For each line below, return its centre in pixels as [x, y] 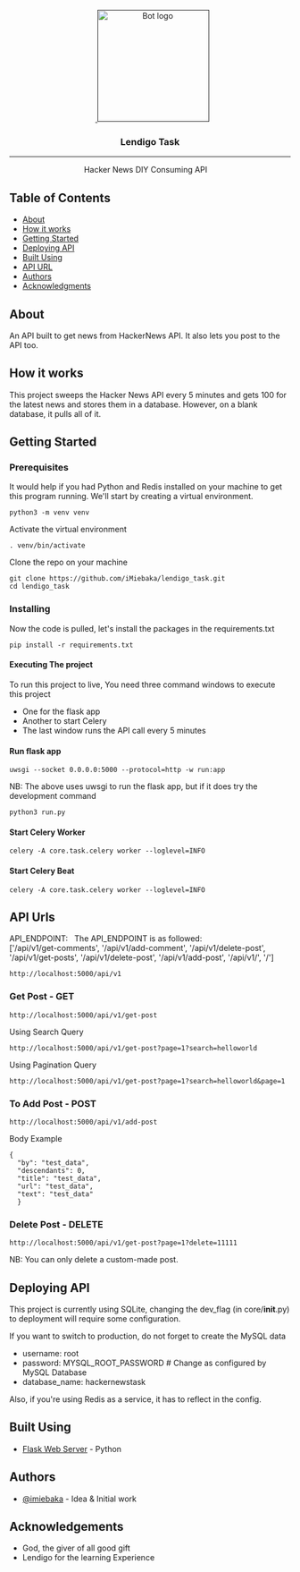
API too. [24, 344]
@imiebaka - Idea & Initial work [79, 1499]
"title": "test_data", [59, 1178]
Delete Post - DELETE [57, 1224]
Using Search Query [46, 1032]
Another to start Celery [64, 720]
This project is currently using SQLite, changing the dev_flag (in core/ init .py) [150, 1309]
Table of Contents [60, 198]
